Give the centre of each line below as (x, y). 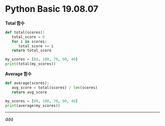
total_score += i (36, 46)
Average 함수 (18, 74)
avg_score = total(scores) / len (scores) (55, 87)
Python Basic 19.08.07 (52, 9)
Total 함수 (15, 23)
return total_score (31, 51)
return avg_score (29, 92)
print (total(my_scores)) (30, 64)
